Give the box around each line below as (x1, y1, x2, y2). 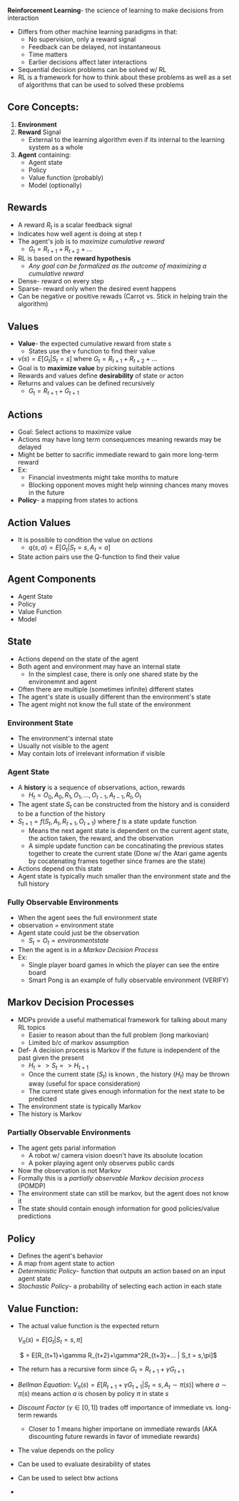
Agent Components (7, 573, 96, 585)
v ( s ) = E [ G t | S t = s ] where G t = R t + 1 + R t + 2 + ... (17, 355, 158, 365)
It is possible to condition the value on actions (17, 535, 153, 545)
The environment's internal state (17, 734, 113, 742)
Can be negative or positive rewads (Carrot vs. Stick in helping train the (17, 292, 228, 300)
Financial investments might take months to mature (28, 473, 178, 482)
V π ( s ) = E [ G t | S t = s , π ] (17, 1335, 83, 1345)
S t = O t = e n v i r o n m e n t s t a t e (28, 936, 109, 946)
